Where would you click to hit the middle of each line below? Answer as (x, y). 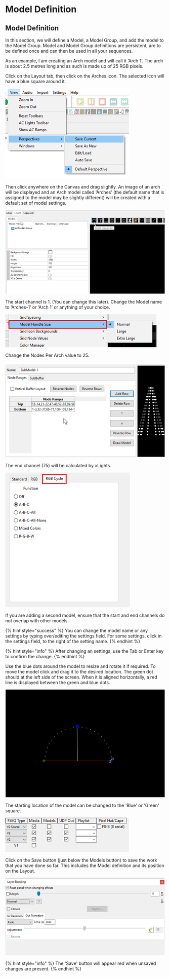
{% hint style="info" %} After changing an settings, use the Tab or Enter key (84, 651)
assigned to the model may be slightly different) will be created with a (78, 198)
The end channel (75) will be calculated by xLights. (58, 465)
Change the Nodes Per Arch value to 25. (47, 355)
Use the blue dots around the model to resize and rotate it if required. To (80, 666)
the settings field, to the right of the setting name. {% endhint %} (73, 641)
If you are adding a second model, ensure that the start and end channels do (85, 615)
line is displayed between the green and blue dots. (58, 682)
